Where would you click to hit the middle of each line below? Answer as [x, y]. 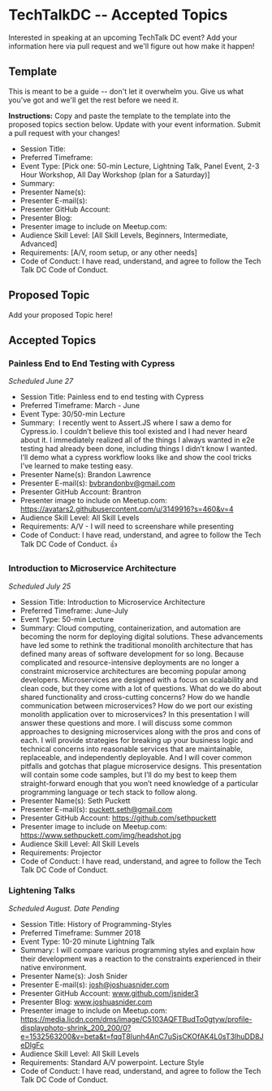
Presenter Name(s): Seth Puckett [75, 800]
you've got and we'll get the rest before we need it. [94, 100]
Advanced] [39, 243]
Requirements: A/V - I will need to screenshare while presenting [127, 527]
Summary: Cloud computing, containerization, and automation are [130, 628]
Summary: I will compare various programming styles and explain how [138, 950]
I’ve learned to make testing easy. [77, 466]
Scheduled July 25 [40, 586]
